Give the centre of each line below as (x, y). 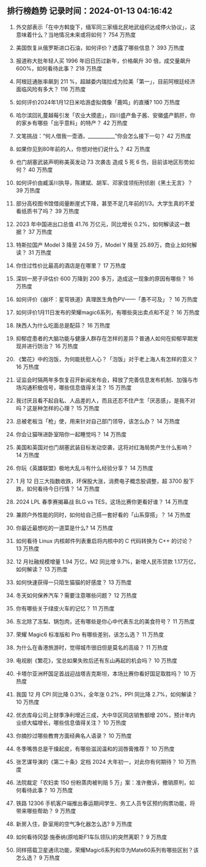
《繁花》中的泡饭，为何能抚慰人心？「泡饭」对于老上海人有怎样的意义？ (107, 359)
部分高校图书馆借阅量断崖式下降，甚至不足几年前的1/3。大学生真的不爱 (105, 203)
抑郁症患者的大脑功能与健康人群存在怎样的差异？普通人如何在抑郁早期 (104, 338)
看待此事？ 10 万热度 (47, 790)
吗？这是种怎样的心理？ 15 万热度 (57, 408)
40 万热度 (40, 169)
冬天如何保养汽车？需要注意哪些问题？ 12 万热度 (76, 595)
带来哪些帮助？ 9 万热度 (46, 811)
